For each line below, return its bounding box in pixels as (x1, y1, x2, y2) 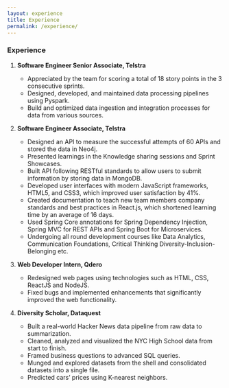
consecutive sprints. (27, 82, 85, 90)
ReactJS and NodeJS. (27, 281, 90, 289)
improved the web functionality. (27, 295, 117, 304)
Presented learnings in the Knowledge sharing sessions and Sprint (27, 152, 215, 160)
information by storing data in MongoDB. (27, 174, 143, 182)
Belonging (27, 247, 56, 255)
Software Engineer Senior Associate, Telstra (16, 61, 146, 69)
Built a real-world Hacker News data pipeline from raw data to (27, 322, 202, 330)
